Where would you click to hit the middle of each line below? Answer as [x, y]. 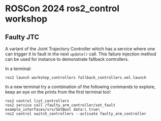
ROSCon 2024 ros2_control [62, 9]
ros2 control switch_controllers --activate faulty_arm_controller [76, 114]
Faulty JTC [22, 37]
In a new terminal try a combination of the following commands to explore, [80, 87]
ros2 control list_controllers [37, 101]
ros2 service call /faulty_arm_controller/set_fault [60, 105]
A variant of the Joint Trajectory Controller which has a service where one [80, 49]
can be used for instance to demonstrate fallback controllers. [67, 59]
